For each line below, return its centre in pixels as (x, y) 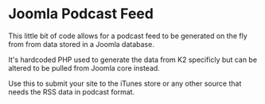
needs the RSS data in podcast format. (72, 91)
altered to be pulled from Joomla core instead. (84, 67)
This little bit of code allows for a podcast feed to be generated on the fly (128, 36)
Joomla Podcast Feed (81, 14)
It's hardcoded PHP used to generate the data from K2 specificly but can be (132, 60)
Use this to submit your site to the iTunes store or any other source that (125, 83)
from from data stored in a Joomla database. (82, 44)
